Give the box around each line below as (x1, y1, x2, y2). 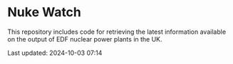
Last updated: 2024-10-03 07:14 (7, 49, 103, 57)
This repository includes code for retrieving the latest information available (7, 27, 227, 36)
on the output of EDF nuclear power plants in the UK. (7, 34, 162, 43)
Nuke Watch (7, 4, 82, 20)
